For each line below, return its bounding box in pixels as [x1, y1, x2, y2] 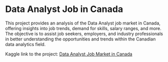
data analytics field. [5, 41, 46, 47]
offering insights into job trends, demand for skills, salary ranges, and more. [5, 25, 161, 31]
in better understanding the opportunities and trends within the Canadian [5, 36, 156, 42]
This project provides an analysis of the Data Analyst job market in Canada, [5, 20, 160, 26]
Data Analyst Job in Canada [5, 3, 123, 15]
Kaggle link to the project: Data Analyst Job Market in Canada [5, 51, 133, 57]
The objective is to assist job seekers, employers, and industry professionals [5, 30, 163, 36]
